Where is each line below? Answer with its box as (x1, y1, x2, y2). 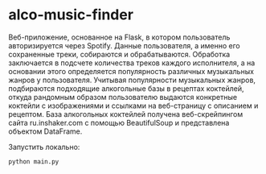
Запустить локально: (8, 142, 80, 151)
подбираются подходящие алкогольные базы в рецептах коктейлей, (8, 83, 244, 93)
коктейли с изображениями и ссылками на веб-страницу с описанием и (8, 101, 259, 110)
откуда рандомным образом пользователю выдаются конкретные (8, 92, 238, 101)
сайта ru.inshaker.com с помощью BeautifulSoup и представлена (8, 118, 230, 127)
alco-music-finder (8, 6, 134, 24)
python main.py (8, 157, 59, 166)
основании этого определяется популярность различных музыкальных (8, 66, 255, 76)
